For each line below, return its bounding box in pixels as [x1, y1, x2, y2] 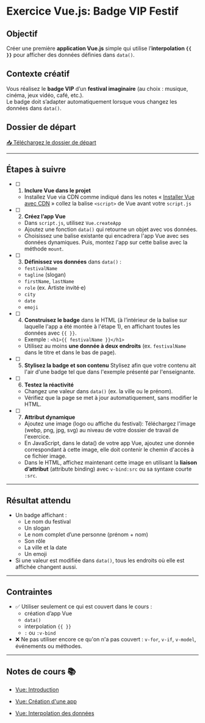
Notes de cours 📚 [6, 666, 76, 677]
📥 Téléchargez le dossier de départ [6, 138, 96, 146]
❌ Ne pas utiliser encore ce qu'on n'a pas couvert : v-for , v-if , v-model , [15, 636, 196, 643]
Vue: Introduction [15, 686, 59, 693]
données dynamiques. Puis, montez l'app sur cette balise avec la [24, 239, 188, 246]
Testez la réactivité [24, 381, 74, 388]
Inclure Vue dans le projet [24, 187, 92, 194]
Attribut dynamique [24, 413, 75, 421]
